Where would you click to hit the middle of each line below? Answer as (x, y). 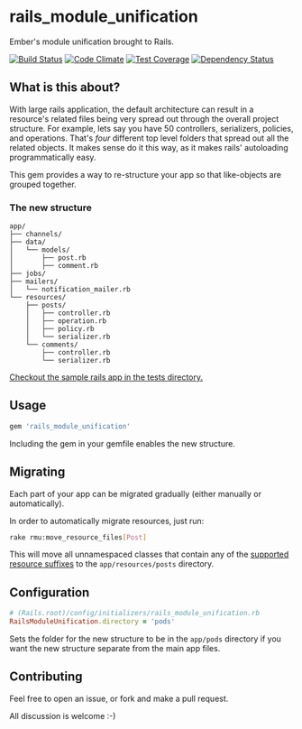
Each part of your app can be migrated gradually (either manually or (136, 494)
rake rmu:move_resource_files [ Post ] (78, 537)
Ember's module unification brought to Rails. (92, 42)
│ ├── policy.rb (60, 329)
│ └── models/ (40, 250)
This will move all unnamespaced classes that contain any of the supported (149, 554)
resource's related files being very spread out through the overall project (144, 118)
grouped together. (43, 184)
